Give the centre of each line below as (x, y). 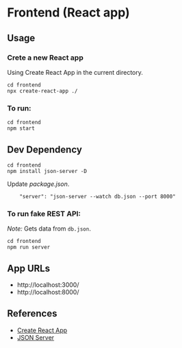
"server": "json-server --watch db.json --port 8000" (97, 196)
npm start (21, 128)
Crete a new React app (45, 58)
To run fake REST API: (44, 213)
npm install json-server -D (47, 171)
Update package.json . (38, 184)
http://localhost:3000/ (48, 285)
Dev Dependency (44, 149)
